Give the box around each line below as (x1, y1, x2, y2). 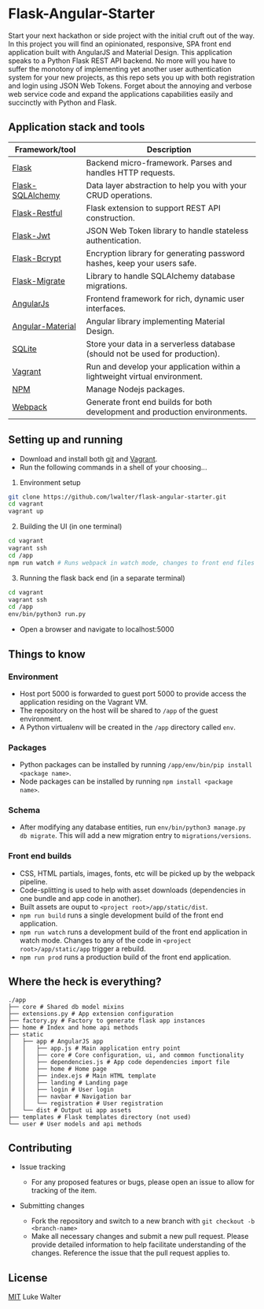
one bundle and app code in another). (19, 893, 142, 903)
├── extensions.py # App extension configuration (8, 1010, 174, 1018)
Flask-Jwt (12, 230, 51, 241)
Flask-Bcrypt (12, 253, 61, 264)
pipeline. (19, 877, 48, 886)
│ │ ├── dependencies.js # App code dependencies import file (8, 1058, 230, 1066)
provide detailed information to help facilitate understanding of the (31, 1240, 247, 1249)
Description (146, 143, 192, 154)
